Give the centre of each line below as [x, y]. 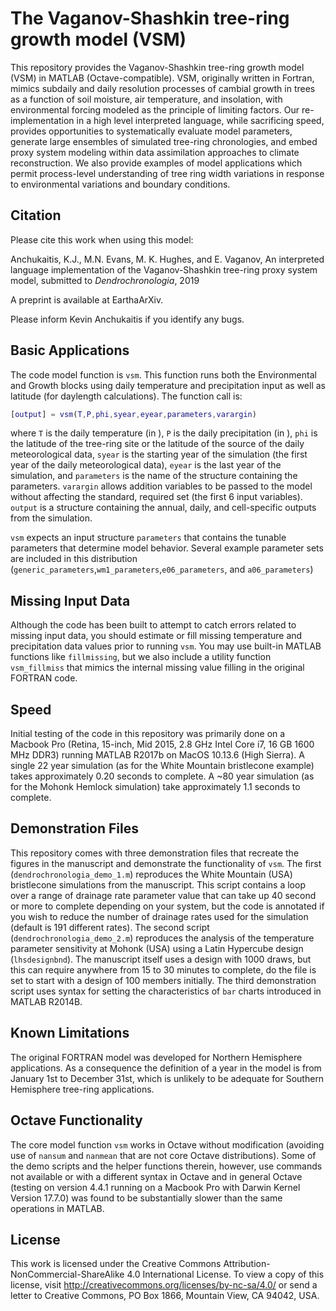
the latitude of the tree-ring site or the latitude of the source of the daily [157, 444]
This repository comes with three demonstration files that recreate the [155, 853]
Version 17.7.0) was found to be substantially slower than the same [146, 1198]
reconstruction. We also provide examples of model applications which [156, 163]
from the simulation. [51, 518]
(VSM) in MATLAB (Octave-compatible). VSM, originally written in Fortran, [162, 78]
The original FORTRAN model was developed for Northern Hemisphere [156, 1057]
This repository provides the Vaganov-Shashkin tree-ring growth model [157, 67]
